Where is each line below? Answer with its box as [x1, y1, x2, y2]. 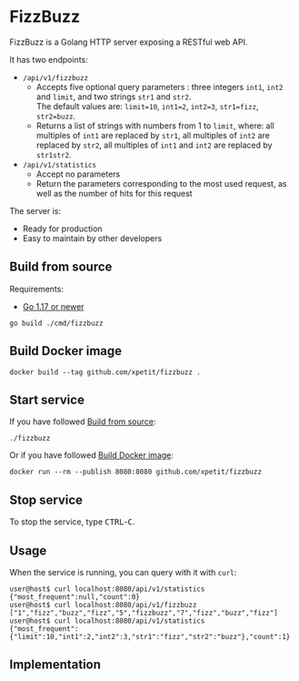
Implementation [9, 657, 102, 673]
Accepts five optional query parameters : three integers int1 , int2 [35, 81, 284, 92]
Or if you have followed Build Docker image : [9, 450, 174, 461]
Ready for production [22, 223, 103, 234]
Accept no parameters [35, 168, 121, 179]
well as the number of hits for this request [35, 188, 193, 198]
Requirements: [9, 283, 64, 294]
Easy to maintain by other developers [22, 232, 163, 243]
